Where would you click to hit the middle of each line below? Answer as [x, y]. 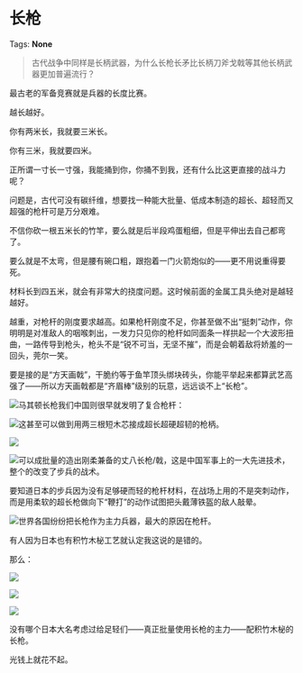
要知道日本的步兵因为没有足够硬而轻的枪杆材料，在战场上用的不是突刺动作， [151, 490]
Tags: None [31, 44]
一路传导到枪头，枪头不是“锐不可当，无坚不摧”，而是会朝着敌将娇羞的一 [159, 344]
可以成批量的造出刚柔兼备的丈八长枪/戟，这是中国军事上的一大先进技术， [154, 459]
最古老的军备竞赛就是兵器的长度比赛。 [80, 93]
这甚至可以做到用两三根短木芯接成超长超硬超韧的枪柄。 [121, 423]
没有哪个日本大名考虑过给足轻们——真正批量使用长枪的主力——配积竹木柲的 [151, 629]
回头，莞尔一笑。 [41, 355]
